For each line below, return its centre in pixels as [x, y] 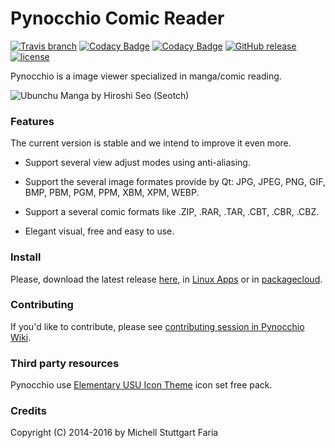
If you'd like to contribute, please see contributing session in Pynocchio [157, 326]
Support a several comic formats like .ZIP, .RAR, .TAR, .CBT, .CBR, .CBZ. [172, 212]
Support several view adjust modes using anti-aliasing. [137, 163]
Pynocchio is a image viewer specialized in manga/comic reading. [146, 76]
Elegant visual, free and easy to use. [99, 231]
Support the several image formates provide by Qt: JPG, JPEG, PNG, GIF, [175, 182]
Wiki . [21, 337]
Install [26, 257]
